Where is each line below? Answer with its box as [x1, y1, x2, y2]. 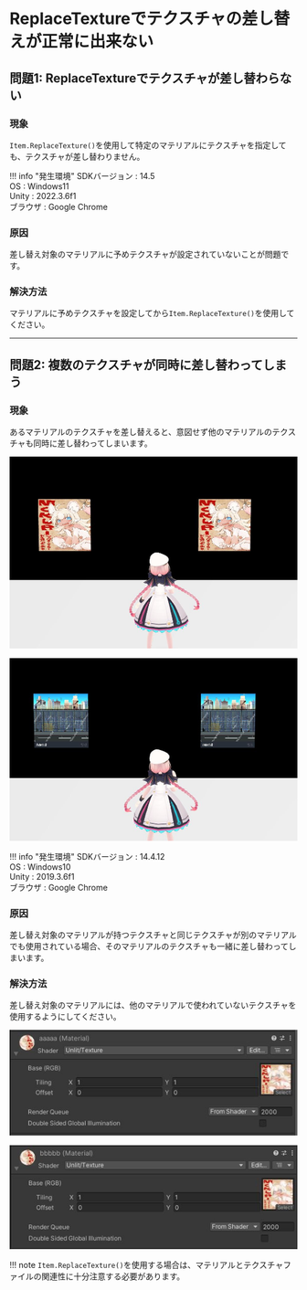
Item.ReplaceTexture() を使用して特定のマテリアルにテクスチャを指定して [9, 139, 287, 151]
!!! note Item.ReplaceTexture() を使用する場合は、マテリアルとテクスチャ [9, 1260, 283, 1271]
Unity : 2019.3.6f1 [9, 871, 75, 882]
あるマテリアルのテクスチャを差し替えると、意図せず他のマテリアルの [9, 427, 272, 438]
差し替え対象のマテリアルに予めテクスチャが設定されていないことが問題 [9, 248, 281, 260]
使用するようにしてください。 [9, 1011, 122, 1022]
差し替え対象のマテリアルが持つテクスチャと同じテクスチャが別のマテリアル [9, 929, 297, 941]
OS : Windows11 [9, 180, 70, 192]
